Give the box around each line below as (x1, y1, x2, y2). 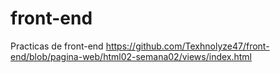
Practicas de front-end (10, 40, 104, 52)
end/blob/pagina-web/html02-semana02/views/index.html (10, 50, 253, 62)
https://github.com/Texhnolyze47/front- (105, 40, 270, 52)
